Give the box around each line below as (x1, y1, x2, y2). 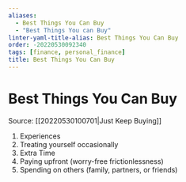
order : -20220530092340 (8, 41, 87, 49)
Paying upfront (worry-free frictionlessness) (19, 156, 164, 166)
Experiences (19, 131, 61, 141)
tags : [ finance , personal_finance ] (8, 48, 126, 56)
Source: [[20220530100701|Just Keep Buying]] (8, 116, 162, 125)
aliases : (8, 11, 37, 20)
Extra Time (19, 148, 55, 157)
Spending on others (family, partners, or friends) (19, 165, 178, 174)
